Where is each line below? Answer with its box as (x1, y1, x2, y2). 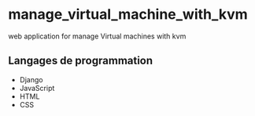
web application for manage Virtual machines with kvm (8, 31, 187, 41)
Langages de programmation (8, 54, 153, 67)
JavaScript (19, 83, 55, 92)
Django (19, 74, 43, 84)
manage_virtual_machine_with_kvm (8, 5, 248, 24)
